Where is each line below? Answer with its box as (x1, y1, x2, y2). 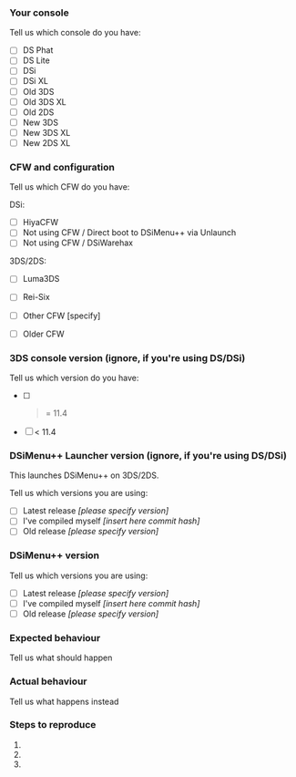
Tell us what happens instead (9, 696, 119, 707)
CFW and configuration (9, 161, 116, 173)
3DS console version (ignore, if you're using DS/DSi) (9, 351, 246, 364)
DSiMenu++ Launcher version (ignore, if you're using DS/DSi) (9, 449, 287, 461)
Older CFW (22, 328, 66, 339)
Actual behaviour (9, 675, 88, 688)
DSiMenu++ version (9, 549, 100, 562)
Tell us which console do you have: (9, 27, 141, 38)
